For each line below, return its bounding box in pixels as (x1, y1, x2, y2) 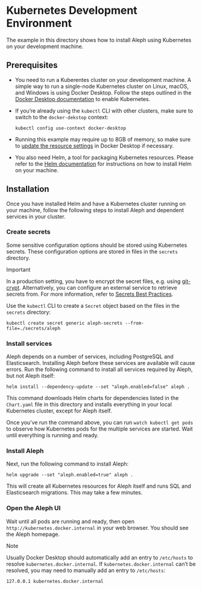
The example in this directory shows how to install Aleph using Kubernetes (6, 36, 192, 43)
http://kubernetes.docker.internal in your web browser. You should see (6, 524, 189, 531)
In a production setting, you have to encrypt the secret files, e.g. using (6, 278, 181, 285)
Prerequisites (6, 60, 58, 70)
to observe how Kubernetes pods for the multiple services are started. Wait (6, 425, 193, 432)
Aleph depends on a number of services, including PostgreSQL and (6, 353, 174, 360)
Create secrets (6, 228, 51, 236)
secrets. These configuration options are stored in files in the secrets (6, 248, 178, 255)
